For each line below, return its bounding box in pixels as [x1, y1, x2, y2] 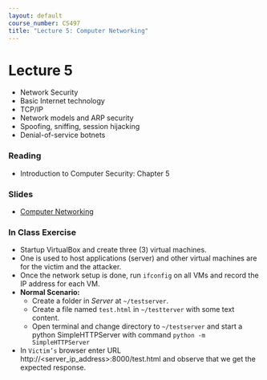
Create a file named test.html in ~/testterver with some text [31, 305, 235, 314]
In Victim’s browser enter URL [19, 346, 122, 355]
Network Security [19, 87, 79, 97]
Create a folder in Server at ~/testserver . [31, 296, 169, 305]
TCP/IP [19, 105, 44, 115]
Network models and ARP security [19, 113, 134, 123]
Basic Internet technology [19, 96, 106, 106]
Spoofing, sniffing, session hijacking [19, 122, 140, 131]
